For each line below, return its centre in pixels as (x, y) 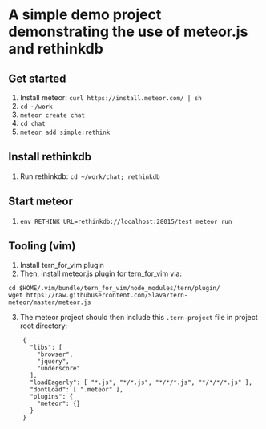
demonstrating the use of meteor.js (128, 32)
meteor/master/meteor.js (50, 302)
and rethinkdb (56, 49)
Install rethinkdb (50, 157)
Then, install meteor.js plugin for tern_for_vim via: (101, 273)
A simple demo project (85, 15)
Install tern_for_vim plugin (62, 265)
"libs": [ (46, 348)
